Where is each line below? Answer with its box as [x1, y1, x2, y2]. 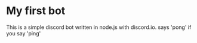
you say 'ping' [6, 29, 41, 37]
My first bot [6, 4, 66, 18]
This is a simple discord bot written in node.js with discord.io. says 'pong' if [6, 24, 192, 31]
